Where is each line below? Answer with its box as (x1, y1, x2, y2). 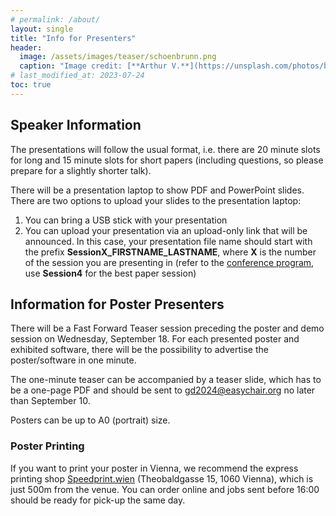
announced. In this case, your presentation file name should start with (24, 235, 313, 247)
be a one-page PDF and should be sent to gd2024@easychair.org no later (10, 384, 316, 396)
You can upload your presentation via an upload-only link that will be (24, 224, 308, 236)
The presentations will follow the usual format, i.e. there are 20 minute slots (10, 143, 321, 155)
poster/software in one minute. (10, 354, 137, 366)
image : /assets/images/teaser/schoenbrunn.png (19, 52, 217, 62)
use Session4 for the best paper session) (24, 267, 197, 279)
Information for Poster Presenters (10, 296, 225, 313)
